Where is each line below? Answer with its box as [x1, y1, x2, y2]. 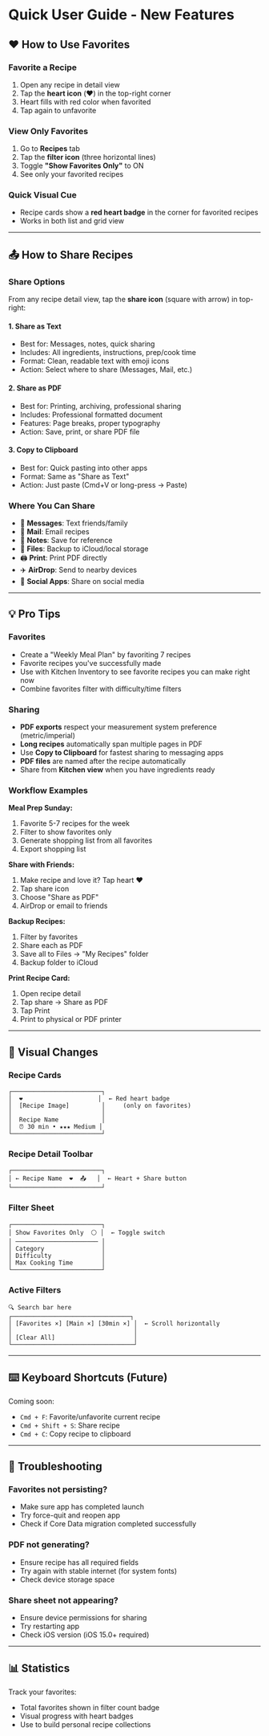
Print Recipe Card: [8, 974, 70, 983]
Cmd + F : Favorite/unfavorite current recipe [19, 1411, 161, 1421]
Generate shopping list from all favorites [19, 835, 153, 845]
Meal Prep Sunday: [8, 803, 74, 813]
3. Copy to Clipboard [8, 445, 78, 455]
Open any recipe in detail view [19, 80, 120, 89]
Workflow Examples [8, 785, 88, 796]
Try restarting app [19, 1621, 80, 1632]
